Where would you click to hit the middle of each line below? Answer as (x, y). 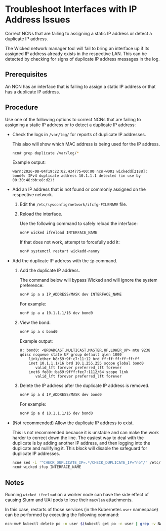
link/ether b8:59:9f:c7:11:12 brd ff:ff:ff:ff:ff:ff (84, 359)
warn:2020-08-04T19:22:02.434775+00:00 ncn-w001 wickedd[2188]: (80, 172)
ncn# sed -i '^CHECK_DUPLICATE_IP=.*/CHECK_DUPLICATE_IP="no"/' (80, 462)
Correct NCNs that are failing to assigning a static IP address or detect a (79, 33)
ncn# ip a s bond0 (39, 331)
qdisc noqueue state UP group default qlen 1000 (71, 354)
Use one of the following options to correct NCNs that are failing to (73, 119)
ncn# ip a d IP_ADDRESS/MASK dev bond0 (61, 394)
